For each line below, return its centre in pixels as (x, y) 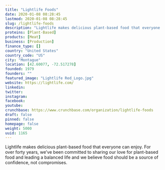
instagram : (16, 96)
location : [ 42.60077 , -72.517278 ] (41, 64)
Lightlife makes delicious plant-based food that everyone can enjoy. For (78, 147)
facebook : (15, 101)
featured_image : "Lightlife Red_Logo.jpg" (49, 78)
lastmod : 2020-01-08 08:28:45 (36, 19)
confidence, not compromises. (36, 163)
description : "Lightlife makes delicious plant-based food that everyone (83, 28)
